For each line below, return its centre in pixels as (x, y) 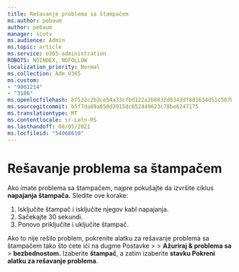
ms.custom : (23, 80)
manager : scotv (30, 34)
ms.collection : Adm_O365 (44, 73)
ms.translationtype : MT (43, 113)
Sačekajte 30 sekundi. (50, 217)
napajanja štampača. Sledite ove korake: (68, 196)
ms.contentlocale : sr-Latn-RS (52, 120)
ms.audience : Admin (36, 41)
